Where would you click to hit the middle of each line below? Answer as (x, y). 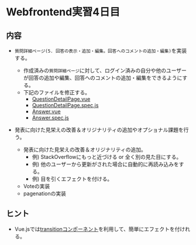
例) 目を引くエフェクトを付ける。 (72, 179)
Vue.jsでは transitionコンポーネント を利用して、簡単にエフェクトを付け (100, 229)
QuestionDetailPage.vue (61, 99)
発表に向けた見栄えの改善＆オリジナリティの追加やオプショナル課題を (99, 130)
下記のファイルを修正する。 (57, 92)
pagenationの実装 (44, 193)
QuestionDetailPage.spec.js (65, 105)
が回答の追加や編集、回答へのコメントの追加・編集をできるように (103, 78)
